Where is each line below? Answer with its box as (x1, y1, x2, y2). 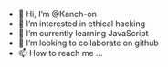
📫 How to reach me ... (17, 48, 103, 58)
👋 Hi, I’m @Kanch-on (17, 9, 98, 19)
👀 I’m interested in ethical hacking (17, 18, 146, 29)
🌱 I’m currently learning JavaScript (17, 28, 149, 38)
